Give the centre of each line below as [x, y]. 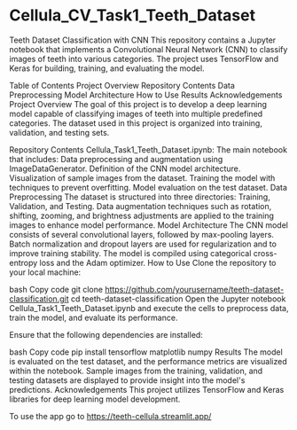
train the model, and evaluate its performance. [94, 317]
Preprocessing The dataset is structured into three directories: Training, [140, 197]
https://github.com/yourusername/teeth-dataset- [195, 289]
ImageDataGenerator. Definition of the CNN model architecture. [125, 168]
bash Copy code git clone [56, 289]
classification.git [39, 299]
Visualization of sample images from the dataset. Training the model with [142, 177]
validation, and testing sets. [59, 132]
